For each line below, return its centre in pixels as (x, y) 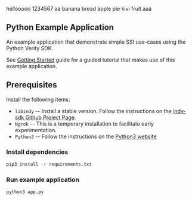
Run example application (43, 179)
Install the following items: (38, 99)
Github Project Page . (51, 117)
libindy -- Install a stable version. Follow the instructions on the (93, 111)
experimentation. (35, 130)
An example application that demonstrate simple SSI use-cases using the (96, 42)
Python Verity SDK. (30, 48)
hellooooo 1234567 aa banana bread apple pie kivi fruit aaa (79, 9)
